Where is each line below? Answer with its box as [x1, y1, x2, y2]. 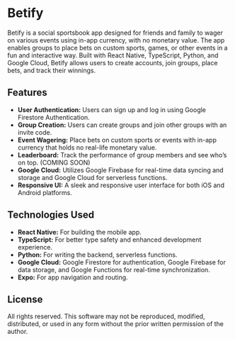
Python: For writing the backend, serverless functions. [17, 250, 178, 259]
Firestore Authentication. [17, 113, 90, 121]
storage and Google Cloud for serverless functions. [17, 173, 168, 181]
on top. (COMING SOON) [17, 158, 91, 167]
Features [7, 86, 47, 99]
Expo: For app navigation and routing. [17, 273, 129, 281]
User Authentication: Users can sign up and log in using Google [17, 105, 207, 114]
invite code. [17, 128, 52, 136]
